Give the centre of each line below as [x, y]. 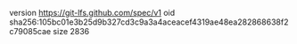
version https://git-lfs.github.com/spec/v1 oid [92, 13]
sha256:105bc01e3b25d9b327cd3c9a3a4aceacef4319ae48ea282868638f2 [149, 22]
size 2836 [71, 31]
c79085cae [30, 31]
